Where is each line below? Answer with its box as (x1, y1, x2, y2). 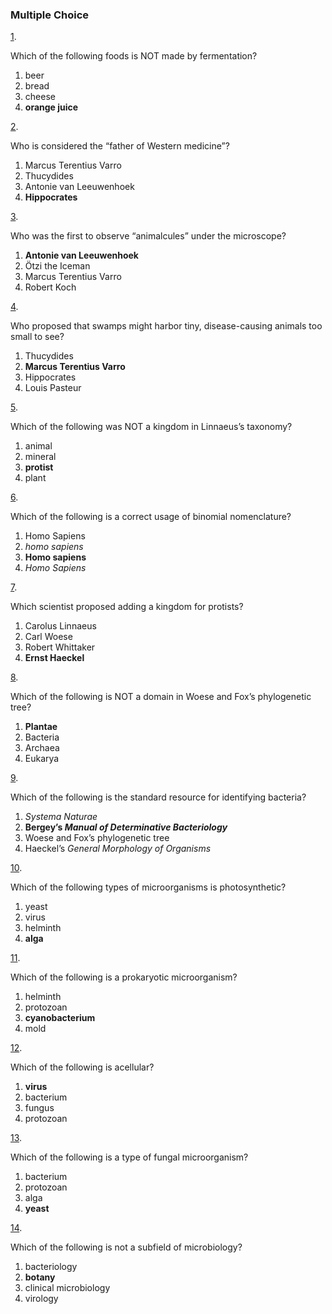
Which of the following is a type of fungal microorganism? (10, 1151, 249, 1163)
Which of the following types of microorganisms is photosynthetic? (10, 881, 287, 893)
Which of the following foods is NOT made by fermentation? (10, 50, 258, 62)
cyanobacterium (24, 1012, 96, 1024)
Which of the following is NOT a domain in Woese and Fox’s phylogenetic (10, 691, 312, 703)
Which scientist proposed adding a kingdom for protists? (10, 601, 244, 613)
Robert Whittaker (24, 641, 96, 653)
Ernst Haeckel (24, 652, 85, 664)
